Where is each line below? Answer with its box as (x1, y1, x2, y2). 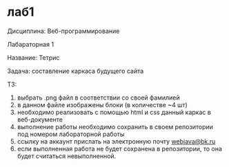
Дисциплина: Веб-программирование (7, 27, 120, 35)
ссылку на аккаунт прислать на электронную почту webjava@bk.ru (17, 137, 216, 145)
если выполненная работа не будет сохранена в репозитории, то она (17, 144, 223, 153)
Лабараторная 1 (7, 40, 54, 48)
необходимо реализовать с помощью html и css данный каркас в (17, 108, 212, 116)
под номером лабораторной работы (17, 130, 125, 138)
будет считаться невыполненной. (17, 152, 117, 160)
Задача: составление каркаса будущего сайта (7, 67, 144, 75)
